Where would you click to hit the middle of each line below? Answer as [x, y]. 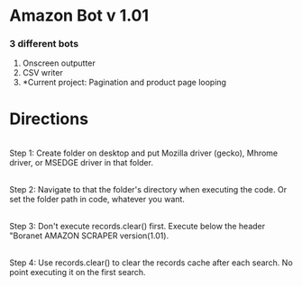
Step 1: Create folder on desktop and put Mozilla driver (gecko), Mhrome [144, 153]
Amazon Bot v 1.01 [79, 16]
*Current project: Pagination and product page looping [124, 83]
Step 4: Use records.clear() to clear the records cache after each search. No [151, 263]
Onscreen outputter [59, 63]
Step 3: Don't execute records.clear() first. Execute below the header [137, 227]
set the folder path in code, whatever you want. [97, 200]
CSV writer [42, 73]
